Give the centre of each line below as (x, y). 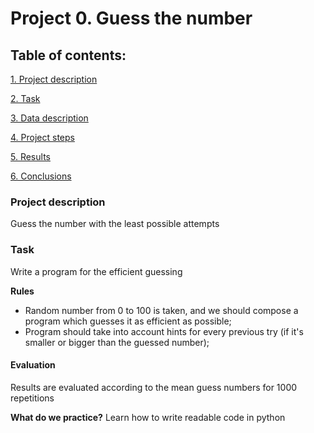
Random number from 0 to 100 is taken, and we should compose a (161, 310)
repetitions (32, 398)
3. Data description (49, 118)
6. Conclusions (41, 176)
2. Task (25, 98)
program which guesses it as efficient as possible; (128, 321)
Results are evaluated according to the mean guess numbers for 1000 (154, 387)
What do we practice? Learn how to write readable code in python (148, 417)
